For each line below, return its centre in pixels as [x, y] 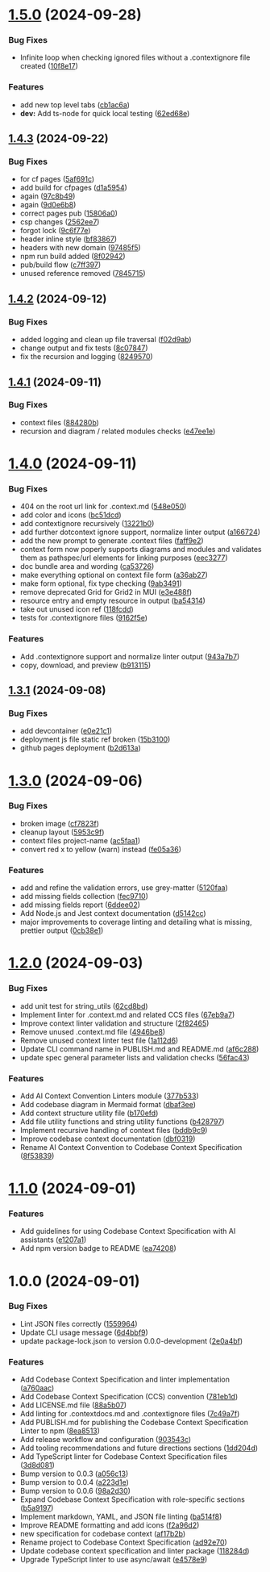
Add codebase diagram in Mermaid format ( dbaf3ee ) [108, 1104]
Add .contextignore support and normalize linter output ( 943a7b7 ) [130, 656]
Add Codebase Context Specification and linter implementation [125, 1380]
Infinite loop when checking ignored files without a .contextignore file [135, 57]
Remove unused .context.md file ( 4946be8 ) [93, 1031]
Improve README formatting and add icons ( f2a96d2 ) [110, 1525]
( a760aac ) [37, 1388]
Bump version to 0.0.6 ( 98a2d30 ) [75, 1491]
